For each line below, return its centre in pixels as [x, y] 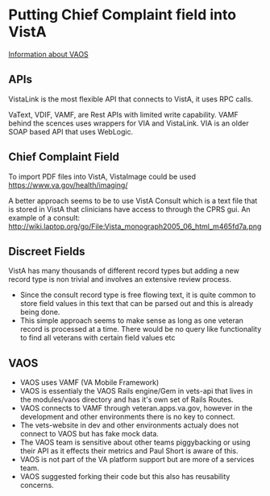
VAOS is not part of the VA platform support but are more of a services [137, 460]
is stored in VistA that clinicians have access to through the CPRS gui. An [130, 209]
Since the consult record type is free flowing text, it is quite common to [138, 295]
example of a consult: [44, 217]
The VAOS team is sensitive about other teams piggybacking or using [135, 442]
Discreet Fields [47, 251]
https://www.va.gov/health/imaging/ [68, 185]
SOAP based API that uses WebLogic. [71, 131]
